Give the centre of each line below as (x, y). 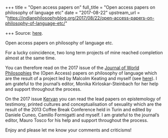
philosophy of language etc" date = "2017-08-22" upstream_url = (73, 13)
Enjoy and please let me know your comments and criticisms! (68, 130)
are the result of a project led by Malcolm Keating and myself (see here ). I (81, 78)
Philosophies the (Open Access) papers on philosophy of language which (81, 73)
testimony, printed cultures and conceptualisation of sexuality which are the (83, 104)
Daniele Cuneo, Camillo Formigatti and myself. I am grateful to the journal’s (82, 115)
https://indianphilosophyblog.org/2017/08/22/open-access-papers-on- (81, 18)
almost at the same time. (31, 58)
